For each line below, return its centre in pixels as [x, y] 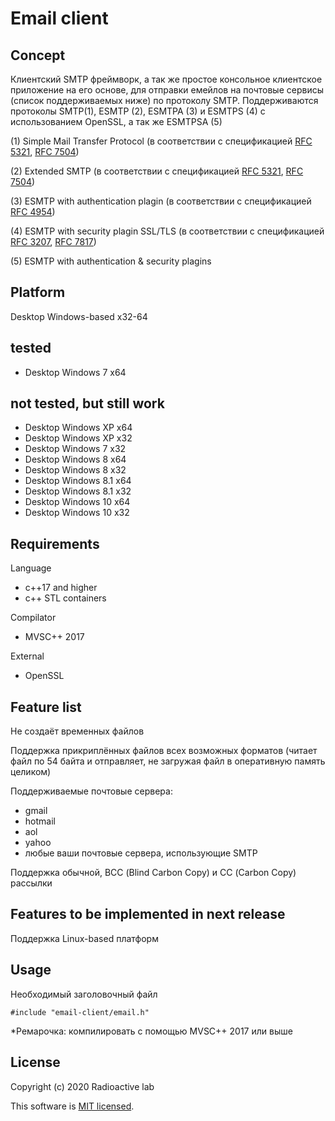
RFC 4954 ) [33, 211]
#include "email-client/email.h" [80, 1012]
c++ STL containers [65, 598]
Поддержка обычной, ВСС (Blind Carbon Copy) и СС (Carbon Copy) [153, 873]
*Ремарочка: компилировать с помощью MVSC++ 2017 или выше [151, 1031]
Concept [38, 55]
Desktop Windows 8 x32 [75, 470]
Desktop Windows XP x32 [78, 438]
